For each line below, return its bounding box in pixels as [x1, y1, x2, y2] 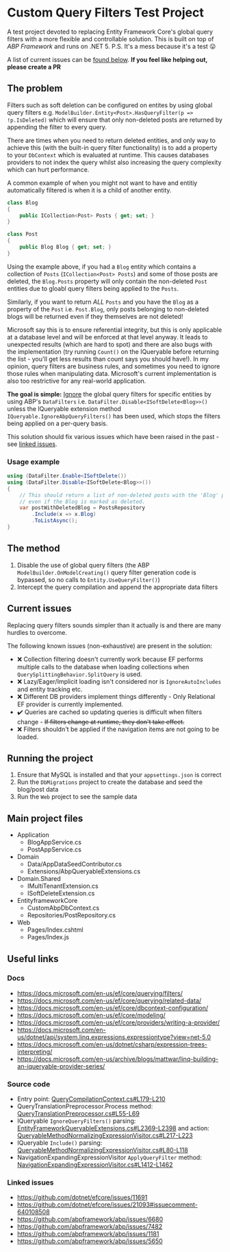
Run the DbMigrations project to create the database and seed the [16, 778, 203, 786]
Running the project [7, 752, 94, 764]
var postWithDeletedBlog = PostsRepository [19, 504, 146, 511]
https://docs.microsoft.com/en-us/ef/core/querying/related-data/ [16, 996, 202, 1005]
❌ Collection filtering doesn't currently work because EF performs [16, 655, 203, 663]
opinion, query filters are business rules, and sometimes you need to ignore [7, 362, 220, 370]
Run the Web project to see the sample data [16, 792, 138, 801]
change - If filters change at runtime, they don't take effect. [16, 717, 185, 726]
